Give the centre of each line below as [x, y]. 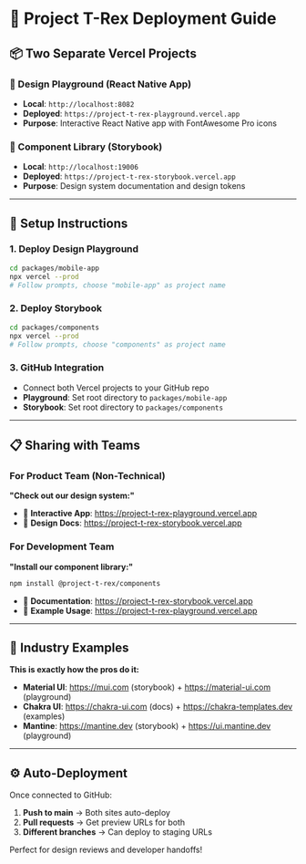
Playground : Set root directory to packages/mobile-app [125, 397]
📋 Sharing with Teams [75, 446]
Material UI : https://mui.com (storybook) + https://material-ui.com [147, 687]
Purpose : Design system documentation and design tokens [134, 186]
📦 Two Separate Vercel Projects [103, 53]
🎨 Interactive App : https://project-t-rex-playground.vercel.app [140, 514]
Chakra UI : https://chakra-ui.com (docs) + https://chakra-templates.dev [158, 707]
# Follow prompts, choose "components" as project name [117, 344]
